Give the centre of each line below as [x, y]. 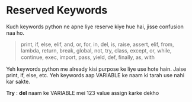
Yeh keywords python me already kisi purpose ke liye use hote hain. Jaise [96, 69]
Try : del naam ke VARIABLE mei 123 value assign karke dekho [83, 93]
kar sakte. [18, 81]
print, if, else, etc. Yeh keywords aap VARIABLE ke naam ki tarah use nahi [95, 75]
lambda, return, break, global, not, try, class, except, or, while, [96, 50]
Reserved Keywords [57, 10]
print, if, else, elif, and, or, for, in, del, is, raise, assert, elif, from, [97, 44]
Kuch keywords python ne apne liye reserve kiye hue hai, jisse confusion [95, 27]
